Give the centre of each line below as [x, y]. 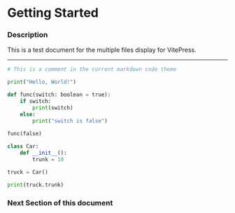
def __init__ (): [44, 153]
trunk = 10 [48, 160]
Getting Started [53, 13]
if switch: [36, 102]
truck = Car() [28, 172]
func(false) [24, 134]
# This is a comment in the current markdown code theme [92, 69]
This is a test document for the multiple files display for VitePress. [102, 50]
